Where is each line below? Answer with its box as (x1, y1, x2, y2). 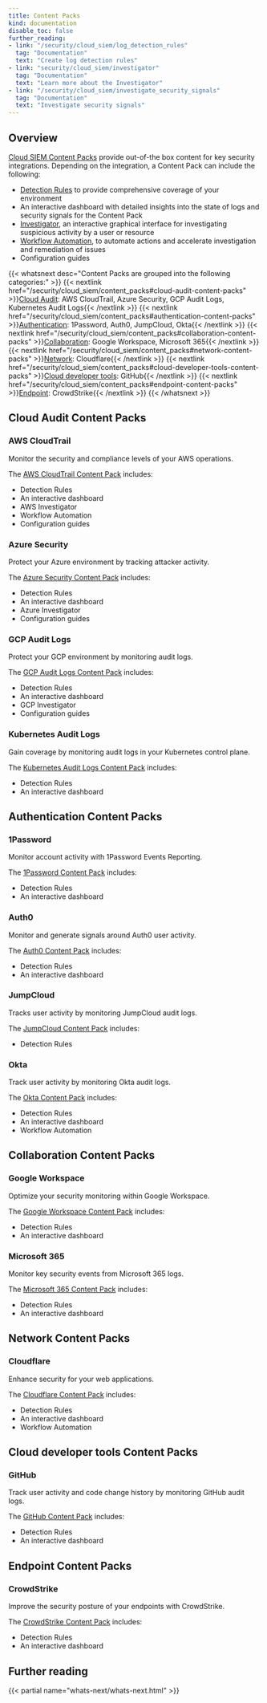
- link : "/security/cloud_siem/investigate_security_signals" (8, 86, 220, 95)
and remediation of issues (19, 244, 106, 254)
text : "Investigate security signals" (15, 101, 146, 109)
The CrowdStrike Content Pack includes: (8, 1617, 143, 1627)
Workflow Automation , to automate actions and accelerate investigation (19, 236, 257, 246)
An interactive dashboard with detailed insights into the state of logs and (19, 201, 260, 211)
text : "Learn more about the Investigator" (15, 79, 163, 87)
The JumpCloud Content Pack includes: (8, 1023, 140, 1033)
